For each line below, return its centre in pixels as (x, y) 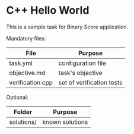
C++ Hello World (48, 10)
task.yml (21, 63)
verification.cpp (31, 82)
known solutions (65, 121)
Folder (23, 112)
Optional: (17, 97)
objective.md (27, 73)
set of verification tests (90, 82)
